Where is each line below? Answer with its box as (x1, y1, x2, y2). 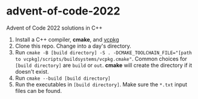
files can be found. (15, 87, 62, 94)
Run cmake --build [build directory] (15, 74, 111, 81)
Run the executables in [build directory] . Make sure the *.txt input (15, 80, 188, 88)
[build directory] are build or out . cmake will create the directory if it (15, 62, 193, 69)
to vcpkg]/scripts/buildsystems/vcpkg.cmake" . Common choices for (15, 55, 188, 62)
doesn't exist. (15, 68, 50, 75)
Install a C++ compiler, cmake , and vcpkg (15, 36, 119, 43)
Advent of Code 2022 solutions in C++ (6, 24, 103, 31)
